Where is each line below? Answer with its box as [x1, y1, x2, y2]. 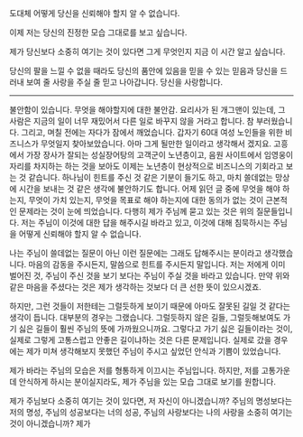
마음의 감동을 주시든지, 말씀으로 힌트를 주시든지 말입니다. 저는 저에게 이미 [28, 259, 286, 269]
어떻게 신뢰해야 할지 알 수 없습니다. [18, 228, 142, 239]
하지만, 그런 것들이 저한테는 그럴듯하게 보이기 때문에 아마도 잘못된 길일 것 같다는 [9, 301, 291, 311]
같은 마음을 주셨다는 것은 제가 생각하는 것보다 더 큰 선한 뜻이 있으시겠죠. [9, 282, 262, 292]
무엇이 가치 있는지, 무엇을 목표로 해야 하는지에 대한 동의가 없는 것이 [28, 195, 264, 205]
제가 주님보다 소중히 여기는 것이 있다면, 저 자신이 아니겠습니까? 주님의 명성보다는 [9, 395, 293, 406]
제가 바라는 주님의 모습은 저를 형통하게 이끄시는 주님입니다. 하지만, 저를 [9, 365, 260, 376]
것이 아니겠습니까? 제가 [9, 418, 91, 429]
